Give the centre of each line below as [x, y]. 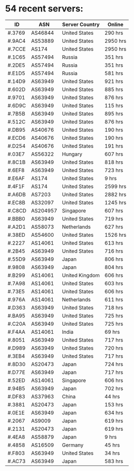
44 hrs [112, 396]
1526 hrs [115, 235]
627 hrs [114, 227]
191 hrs [114, 146]
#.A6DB [17, 194]
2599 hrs [115, 186]
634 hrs [114, 412]
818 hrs [114, 162]
